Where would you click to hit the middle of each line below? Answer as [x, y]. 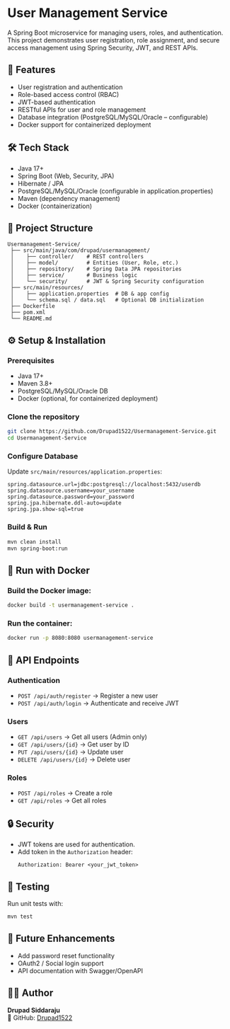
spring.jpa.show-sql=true [45, 510]
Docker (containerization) [55, 206]
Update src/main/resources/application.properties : [85, 471]
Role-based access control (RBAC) [68, 94]
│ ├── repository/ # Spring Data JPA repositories [96, 269]
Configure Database [43, 456]
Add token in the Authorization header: [75, 852]
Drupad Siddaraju [34, 1010]
